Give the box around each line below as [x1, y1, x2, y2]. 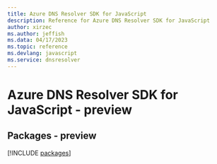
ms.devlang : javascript [7, 50, 78, 57]
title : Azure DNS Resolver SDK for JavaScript [7, 10, 147, 18]
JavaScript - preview [7, 102, 133, 117]
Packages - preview [7, 130, 97, 142]
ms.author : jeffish [7, 30, 65, 37]
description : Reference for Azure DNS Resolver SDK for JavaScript [7, 17, 211, 24]
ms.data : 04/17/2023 [7, 37, 69, 44]
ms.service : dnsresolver [7, 57, 81, 64]
